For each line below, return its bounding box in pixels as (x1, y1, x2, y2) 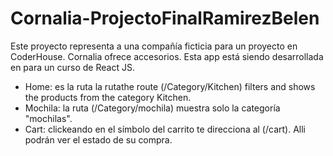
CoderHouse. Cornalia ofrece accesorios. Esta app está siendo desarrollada (10, 50, 324, 62)
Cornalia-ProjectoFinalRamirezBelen (10, 7, 320, 30)
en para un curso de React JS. (10, 61, 135, 73)
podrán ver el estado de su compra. (24, 133, 173, 146)
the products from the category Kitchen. (24, 91, 192, 103)
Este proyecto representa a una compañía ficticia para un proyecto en (10, 40, 298, 52)
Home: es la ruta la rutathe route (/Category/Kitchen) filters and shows (24, 80, 316, 92)
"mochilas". (24, 112, 73, 124)
